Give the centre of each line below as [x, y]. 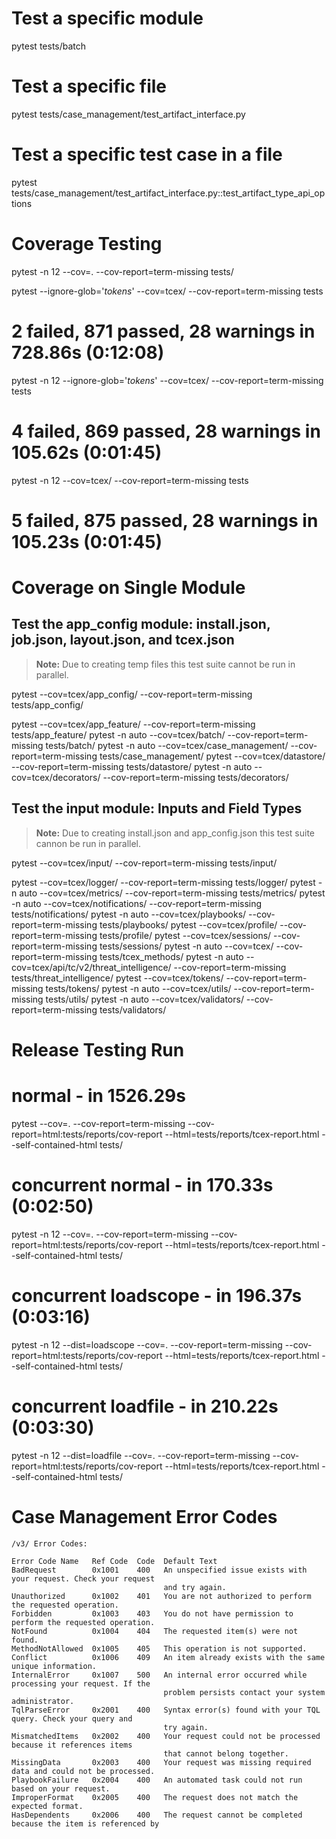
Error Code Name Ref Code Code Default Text [114, 1561]
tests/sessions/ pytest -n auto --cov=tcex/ [186, 946]
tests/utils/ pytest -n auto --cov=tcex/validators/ [144, 999]
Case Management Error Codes [144, 1516]
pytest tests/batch [49, 46]
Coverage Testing [87, 244]
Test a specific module [107, 18]
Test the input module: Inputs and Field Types [157, 808]
